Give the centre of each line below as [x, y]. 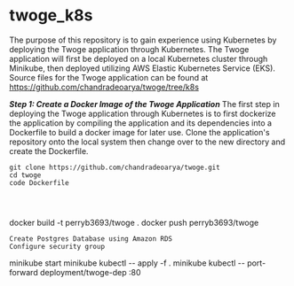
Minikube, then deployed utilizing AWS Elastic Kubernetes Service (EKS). [142, 68]
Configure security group [57, 246]
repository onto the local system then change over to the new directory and [147, 142]
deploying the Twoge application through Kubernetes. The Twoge [129, 49]
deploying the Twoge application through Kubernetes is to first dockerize [143, 113]
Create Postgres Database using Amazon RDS [91, 239]
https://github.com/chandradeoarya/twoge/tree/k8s [104, 87]
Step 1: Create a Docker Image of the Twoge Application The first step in [144, 104]
